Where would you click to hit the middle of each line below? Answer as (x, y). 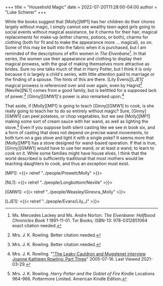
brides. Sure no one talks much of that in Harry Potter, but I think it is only (78, 69)
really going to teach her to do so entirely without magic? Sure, (68, 111)
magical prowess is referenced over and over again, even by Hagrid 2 (74, 85)
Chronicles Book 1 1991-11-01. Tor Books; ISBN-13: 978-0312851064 (80, 220)
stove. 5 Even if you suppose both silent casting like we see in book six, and (80, 127)
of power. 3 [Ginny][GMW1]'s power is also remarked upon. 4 (65, 96)
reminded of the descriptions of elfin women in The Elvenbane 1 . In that (76, 53)
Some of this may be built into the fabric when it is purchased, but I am (76, 47)
